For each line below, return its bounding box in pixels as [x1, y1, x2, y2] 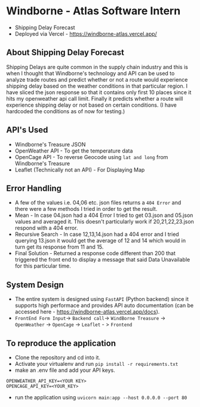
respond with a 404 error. [14, 225, 78, 232]
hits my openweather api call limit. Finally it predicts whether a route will [6, 95, 183, 102]
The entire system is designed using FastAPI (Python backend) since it [14, 296, 189, 303]
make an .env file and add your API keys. [14, 366, 115, 374]
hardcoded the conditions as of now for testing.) [6, 107, 125, 114]
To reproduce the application [6, 338, 116, 348]
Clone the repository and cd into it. [14, 354, 100, 361]
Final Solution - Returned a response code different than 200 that [14, 250, 176, 257]
